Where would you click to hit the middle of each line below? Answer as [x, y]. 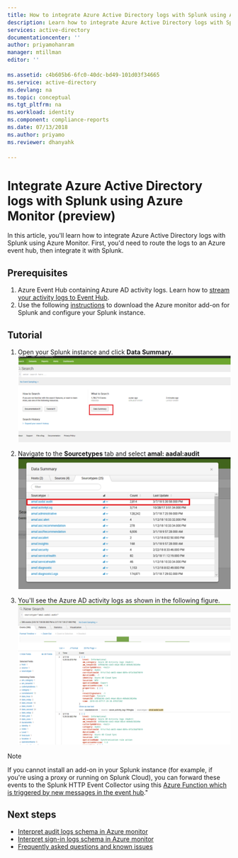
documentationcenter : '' [44, 38]
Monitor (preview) [62, 216]
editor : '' [23, 60]
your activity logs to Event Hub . [63, 297]
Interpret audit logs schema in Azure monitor [83, 832]
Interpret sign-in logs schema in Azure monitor [86, 839]
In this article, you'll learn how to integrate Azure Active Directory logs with [117, 236]
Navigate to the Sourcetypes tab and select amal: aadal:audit [108, 453]
